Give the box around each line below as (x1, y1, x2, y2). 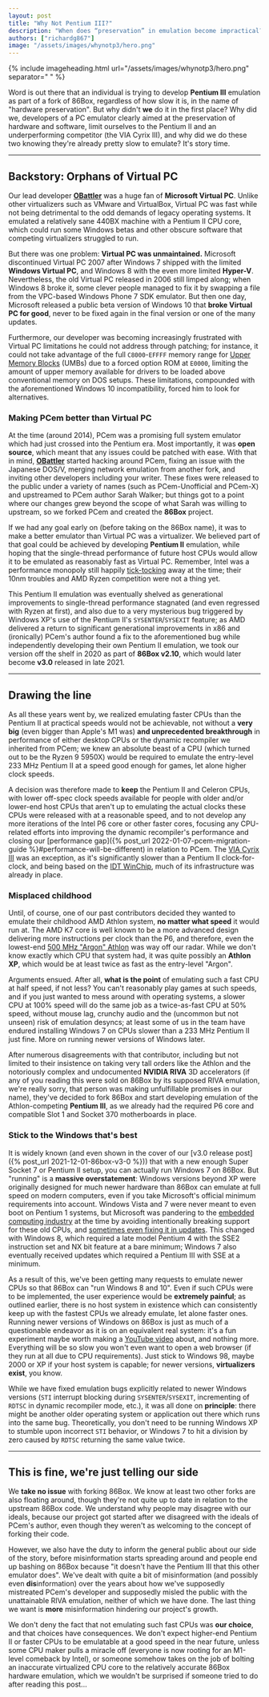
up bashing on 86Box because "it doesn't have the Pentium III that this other (8, 1561, 260, 1572)
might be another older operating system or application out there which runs (8, 1409, 260, 1419)
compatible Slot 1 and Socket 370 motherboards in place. (8, 1110, 198, 1120)
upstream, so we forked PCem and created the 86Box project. (8, 507, 214, 517)
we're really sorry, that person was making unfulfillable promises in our (8, 1084, 243, 1094)
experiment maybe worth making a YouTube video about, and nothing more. (8, 1334, 259, 1343)
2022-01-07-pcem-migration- (151, 836, 251, 846)
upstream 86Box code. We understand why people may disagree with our (8, 1504, 251, 1513)
